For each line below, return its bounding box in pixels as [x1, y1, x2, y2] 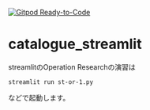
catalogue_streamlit [8, 36, 142, 53]
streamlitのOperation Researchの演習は [8, 62, 136, 71]
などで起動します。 [8, 93, 70, 102]
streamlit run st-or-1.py [8, 78, 93, 86]
